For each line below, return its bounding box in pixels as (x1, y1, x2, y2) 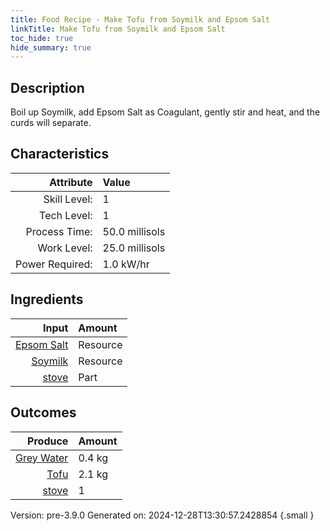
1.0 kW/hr (102, 257, 150, 271)
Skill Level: (43, 192, 93, 206)
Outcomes (10, 404, 77, 421)
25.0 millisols (102, 241, 166, 255)
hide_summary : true (10, 42, 92, 53)
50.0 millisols (102, 224, 166, 238)
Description (10, 79, 85, 96)
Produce (27, 434, 69, 448)
